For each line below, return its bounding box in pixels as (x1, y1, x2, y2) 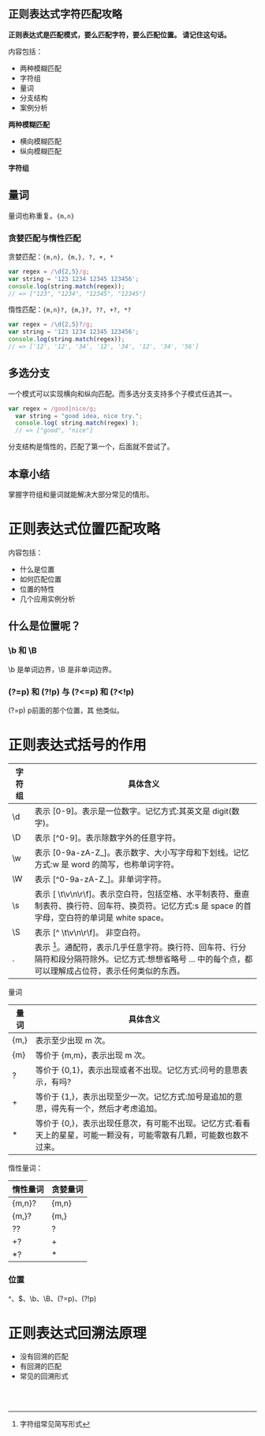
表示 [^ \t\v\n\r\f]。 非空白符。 (34, 926, 146, 937)
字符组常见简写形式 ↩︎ (19, 1419, 91, 1429)
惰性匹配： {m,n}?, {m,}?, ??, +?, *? (8, 305, 132, 314)
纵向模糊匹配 (19, 146, 62, 155)
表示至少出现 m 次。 (35, 1035, 110, 1046)
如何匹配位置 (19, 574, 62, 584)
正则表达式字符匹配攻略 (8, 7, 122, 21)
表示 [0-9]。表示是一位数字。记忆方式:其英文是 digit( (34, 806, 232, 817)
